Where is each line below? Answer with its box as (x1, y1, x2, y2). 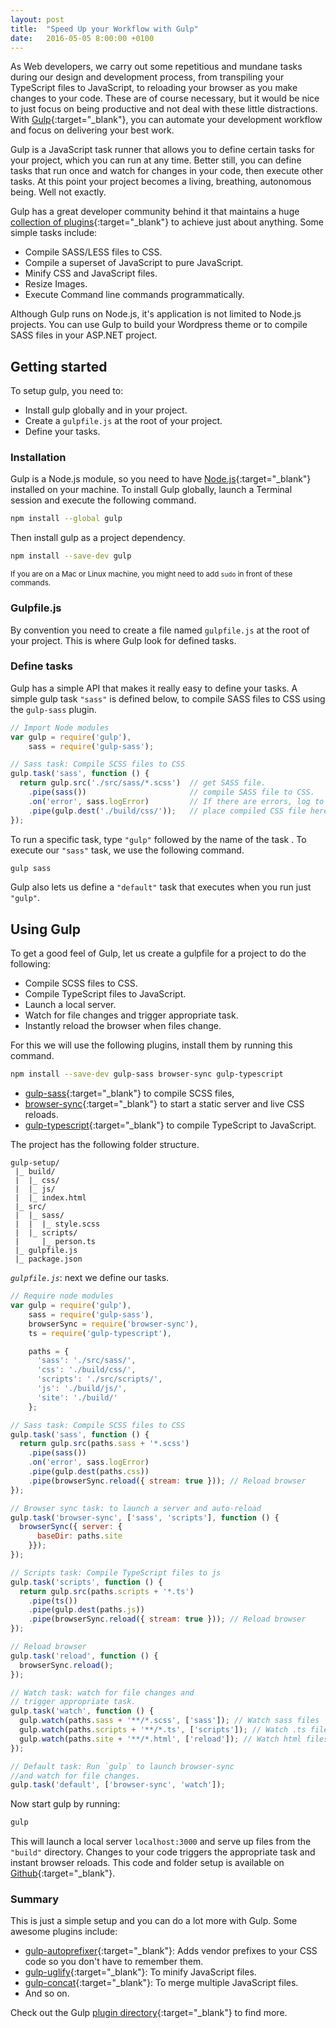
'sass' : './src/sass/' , (36, 1356, 137, 1366)
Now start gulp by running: (10, 1798, 121, 1810)
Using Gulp (10, 921, 81, 938)
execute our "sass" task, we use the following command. (10, 844, 245, 856)
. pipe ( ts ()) (28, 1596, 78, 1606)
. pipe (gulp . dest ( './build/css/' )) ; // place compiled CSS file (28, 806, 307, 816)
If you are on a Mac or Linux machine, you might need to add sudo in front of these (10, 569, 293, 580)
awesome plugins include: (10, 1926, 118, 1938)
